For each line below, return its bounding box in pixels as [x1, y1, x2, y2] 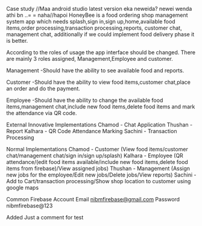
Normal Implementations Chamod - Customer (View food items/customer [6, 146, 188, 152]
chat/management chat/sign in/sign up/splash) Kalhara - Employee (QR [6, 152, 184, 159]
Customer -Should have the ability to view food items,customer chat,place [6, 78, 191, 86]
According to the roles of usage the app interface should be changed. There [6, 49, 196, 56]
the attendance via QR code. [6, 110, 77, 116]
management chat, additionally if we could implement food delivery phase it [6, 31, 195, 38]
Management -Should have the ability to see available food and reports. [6, 67, 185, 74]
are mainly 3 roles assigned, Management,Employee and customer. [6, 55, 173, 62]
